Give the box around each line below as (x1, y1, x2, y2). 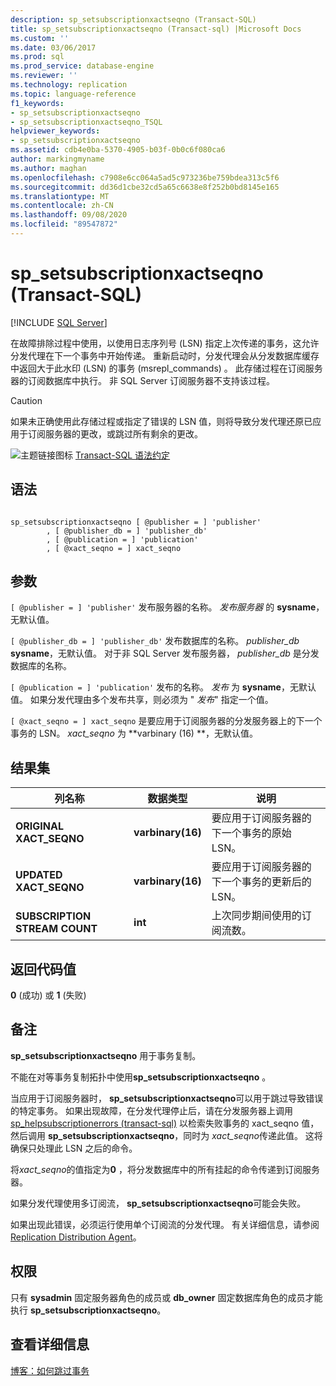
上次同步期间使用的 (211, 909, 302, 923)
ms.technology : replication (10, 80, 128, 90)
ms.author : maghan (10, 163, 87, 173)
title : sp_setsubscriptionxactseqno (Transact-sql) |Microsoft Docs (10, 24, 302, 34)
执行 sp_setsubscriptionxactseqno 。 (10, 1304, 167, 1316)
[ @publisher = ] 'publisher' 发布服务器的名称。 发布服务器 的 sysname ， (10, 601, 325, 613)
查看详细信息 (10, 1336, 90, 1353)
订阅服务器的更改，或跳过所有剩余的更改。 (27, 427, 203, 440)
